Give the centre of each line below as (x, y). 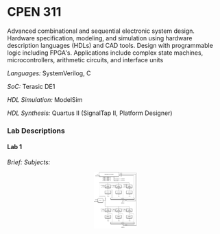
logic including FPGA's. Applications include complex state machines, (105, 53)
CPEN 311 (34, 12)
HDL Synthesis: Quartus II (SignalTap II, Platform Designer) (90, 113)
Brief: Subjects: (29, 162)
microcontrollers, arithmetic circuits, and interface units (85, 60)
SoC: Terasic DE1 (31, 86)
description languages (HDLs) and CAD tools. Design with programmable (110, 45)
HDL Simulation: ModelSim (45, 99)
